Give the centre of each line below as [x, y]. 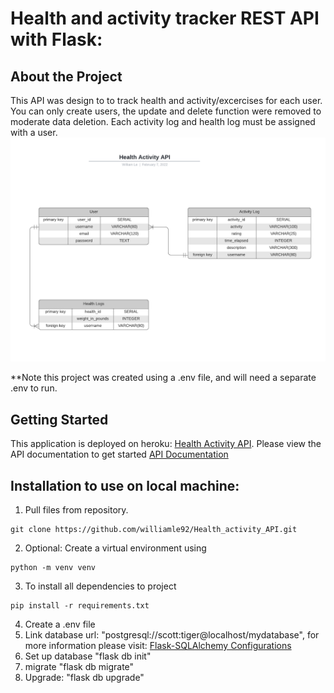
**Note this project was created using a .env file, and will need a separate [163, 378]
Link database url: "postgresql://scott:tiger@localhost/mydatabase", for [172, 634]
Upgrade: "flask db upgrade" [84, 677]
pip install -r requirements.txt [80, 605]
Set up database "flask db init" [88, 656]
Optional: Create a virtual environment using [115, 548]
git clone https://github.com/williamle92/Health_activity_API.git [154, 529]
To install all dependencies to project [100, 586]
